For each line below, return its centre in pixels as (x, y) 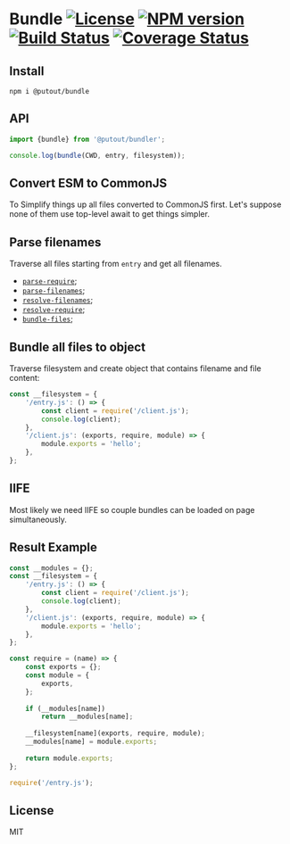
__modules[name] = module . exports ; (91, 741)
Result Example (54, 547)
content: (25, 378)
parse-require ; (50, 281)
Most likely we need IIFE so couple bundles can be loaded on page (132, 509)
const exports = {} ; (63, 667)
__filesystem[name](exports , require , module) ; (115, 733)
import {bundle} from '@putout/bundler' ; (87, 139)
